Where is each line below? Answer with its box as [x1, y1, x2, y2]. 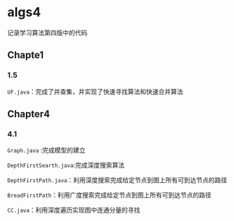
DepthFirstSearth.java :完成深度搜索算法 [7, 161, 125, 170]
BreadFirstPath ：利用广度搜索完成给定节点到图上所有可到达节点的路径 [7, 191, 212, 199]
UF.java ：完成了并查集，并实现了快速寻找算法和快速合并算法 [7, 87, 184, 96]
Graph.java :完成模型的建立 [7, 146, 86, 155]
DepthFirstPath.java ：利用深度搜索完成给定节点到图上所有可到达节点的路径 [7, 176, 228, 184]
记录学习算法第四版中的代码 [7, 28, 88, 37]
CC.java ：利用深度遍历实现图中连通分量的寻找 [7, 206, 141, 215]
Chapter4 [7, 108, 51, 120]
